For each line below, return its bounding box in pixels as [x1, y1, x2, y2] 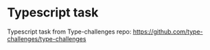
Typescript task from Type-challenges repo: [7, 27, 132, 36]
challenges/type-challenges [7, 34, 86, 42]
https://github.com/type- [132, 27, 203, 36]
